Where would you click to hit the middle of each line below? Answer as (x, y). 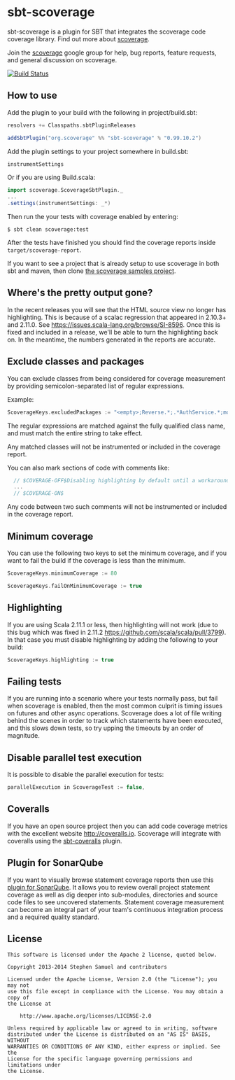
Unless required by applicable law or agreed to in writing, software (112, 1029)
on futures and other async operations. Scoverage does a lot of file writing (115, 713)
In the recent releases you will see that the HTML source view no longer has (117, 309)
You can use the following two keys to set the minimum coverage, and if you (117, 553)
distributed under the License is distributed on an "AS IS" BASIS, (109, 1035)
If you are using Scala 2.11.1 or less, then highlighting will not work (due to (113, 624)
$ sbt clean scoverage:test (48, 230)
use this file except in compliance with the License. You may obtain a (115, 992)
